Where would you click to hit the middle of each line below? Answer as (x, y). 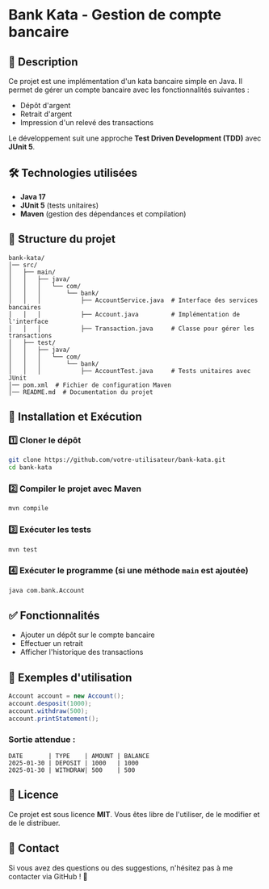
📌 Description (43, 62)
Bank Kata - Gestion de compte (115, 15)
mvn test (23, 549)
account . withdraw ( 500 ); (48, 711)
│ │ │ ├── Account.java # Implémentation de (124, 314)
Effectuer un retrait (51, 644)
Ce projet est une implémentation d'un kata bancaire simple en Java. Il (126, 81)
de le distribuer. (34, 823)
